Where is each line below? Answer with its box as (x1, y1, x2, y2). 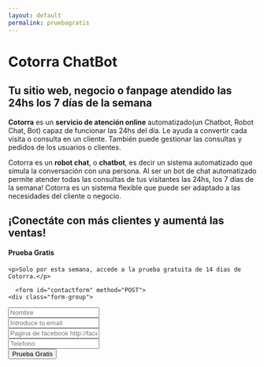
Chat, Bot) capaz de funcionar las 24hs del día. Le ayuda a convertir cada (8, 125, 247, 135)
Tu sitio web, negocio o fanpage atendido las (8, 84, 232, 98)
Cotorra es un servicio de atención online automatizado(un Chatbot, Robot (8, 117, 254, 127)
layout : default (8, 11, 61, 20)
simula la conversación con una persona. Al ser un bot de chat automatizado (8, 166, 257, 176)
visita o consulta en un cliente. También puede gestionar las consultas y (8, 134, 243, 143)
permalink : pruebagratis (8, 19, 90, 27)
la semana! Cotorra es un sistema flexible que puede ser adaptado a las (8, 183, 241, 192)
